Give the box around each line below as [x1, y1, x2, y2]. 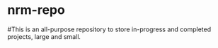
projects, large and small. [7, 32, 81, 40]
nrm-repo [7, 2, 65, 18]
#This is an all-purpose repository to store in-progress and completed [7, 25, 211, 33]
